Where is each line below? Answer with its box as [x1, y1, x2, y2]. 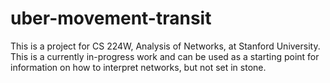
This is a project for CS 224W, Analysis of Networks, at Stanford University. [10, 40, 321, 52]
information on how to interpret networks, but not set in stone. [10, 61, 267, 73]
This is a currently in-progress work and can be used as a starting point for [10, 50, 320, 62]
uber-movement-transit [10, 7, 212, 30]
